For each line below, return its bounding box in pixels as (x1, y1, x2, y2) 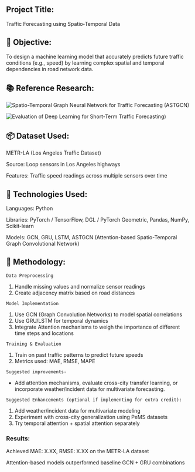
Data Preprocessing (6, 273, 54, 279)
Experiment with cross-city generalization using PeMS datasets (14, 413, 168, 420)
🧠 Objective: (6, 38, 52, 48)
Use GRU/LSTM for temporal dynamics (14, 317, 108, 324)
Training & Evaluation (6, 341, 61, 347)
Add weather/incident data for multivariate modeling (14, 407, 141, 414)
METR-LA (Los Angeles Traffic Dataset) (6, 149, 101, 156)
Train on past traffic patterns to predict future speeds (14, 351, 143, 358)
